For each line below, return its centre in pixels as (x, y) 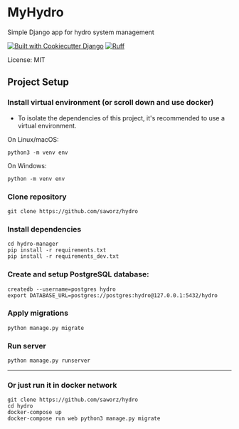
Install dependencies (44, 229)
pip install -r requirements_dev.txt (63, 257)
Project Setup (38, 82)
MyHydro (36, 12)
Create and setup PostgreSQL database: (78, 274)
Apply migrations (38, 313)
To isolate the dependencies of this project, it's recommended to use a (121, 118)
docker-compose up (34, 413)
